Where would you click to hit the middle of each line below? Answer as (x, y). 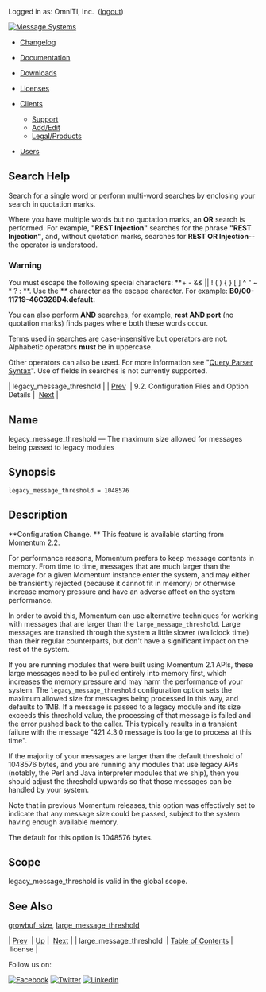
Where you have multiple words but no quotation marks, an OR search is (127, 219)
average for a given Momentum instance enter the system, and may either (129, 574)
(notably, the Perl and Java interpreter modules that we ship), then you (124, 773)
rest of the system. (39, 649)
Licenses (35, 88)
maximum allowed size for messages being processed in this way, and (123, 698)
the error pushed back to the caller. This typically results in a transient (123, 724)
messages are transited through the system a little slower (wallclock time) (129, 632)
